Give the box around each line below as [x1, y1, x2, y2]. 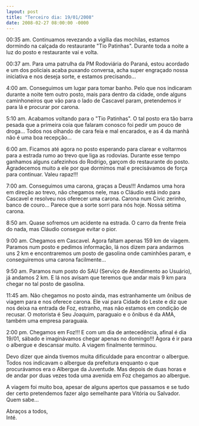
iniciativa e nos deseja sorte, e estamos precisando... [6, 73, 137, 80]
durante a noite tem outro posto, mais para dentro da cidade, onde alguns [6, 91, 187, 98]
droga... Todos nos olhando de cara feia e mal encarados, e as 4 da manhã [6, 128, 189, 135]
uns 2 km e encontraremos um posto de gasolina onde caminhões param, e [6, 250, 191, 257]
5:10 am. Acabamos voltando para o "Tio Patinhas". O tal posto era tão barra [6, 115, 193, 122]
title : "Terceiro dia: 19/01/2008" [6, 14, 94, 20]
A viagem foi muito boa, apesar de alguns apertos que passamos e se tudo [6, 384, 190, 391]
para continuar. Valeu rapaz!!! [6, 171, 78, 178]
